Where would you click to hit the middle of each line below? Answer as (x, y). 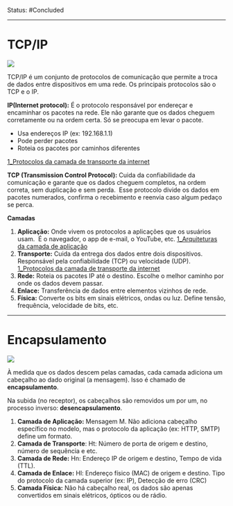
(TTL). (26, 466)
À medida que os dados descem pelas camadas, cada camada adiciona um (115, 372)
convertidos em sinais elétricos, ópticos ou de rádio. (92, 495)
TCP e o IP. (23, 91)
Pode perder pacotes (48, 140)
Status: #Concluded (36, 10)
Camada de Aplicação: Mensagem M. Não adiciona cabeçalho (107, 421)
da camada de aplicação (52, 246)
